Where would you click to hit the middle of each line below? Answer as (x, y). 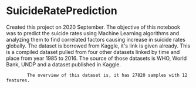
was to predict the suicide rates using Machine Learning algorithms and (93, 33)
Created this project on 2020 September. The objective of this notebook (93, 27)
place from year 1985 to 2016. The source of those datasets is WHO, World (97, 58)
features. (18, 80)
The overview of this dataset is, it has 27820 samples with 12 (107, 75)
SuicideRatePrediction (62, 11)
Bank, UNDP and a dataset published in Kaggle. (64, 64)
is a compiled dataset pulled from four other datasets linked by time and (93, 52)
